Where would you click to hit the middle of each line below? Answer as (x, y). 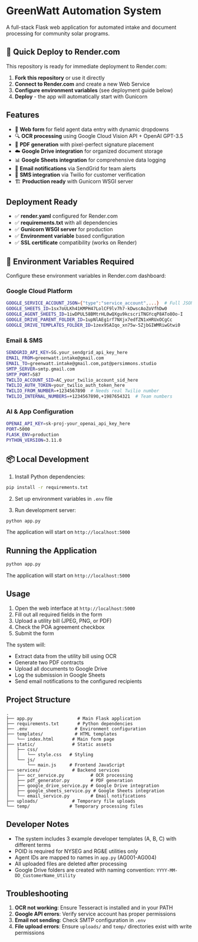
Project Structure (38, 700)
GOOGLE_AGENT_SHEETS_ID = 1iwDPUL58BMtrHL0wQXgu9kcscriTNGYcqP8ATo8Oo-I (95, 314)
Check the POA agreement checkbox (60, 627)
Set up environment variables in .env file (64, 498)
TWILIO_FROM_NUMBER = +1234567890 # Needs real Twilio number (83, 391)
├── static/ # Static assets (59, 744)
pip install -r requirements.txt (47, 487)
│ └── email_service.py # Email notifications (76, 796)
